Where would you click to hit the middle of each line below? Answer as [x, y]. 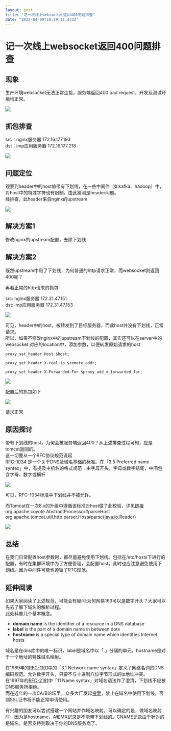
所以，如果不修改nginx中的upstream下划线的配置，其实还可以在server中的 [84, 338]
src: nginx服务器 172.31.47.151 [36, 298]
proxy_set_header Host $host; [38, 354]
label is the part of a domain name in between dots [66, 629]
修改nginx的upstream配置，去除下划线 [46, 239]
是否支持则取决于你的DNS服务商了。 [61, 723]
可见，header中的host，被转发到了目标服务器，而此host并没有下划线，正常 [84, 325]
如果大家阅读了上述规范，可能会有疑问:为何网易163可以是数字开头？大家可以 [86, 601]
